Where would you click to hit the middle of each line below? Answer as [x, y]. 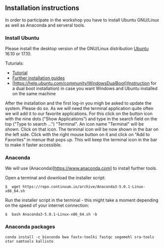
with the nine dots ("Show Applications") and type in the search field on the [81, 119]
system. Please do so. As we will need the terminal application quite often [79, 109]
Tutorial [20, 73]
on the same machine [34, 94]
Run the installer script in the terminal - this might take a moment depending [82, 200]
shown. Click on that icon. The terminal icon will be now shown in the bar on [82, 129]
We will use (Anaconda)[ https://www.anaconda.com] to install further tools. [81, 168]
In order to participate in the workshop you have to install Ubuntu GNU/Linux [82, 20]
